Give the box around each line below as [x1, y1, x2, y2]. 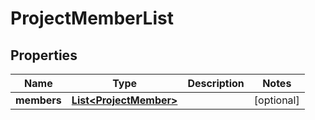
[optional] [253, 93, 300, 107]
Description [187, 77, 245, 90]
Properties [10, 47, 78, 64]
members [15, 93, 62, 107]
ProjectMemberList [10, 7, 174, 30]
